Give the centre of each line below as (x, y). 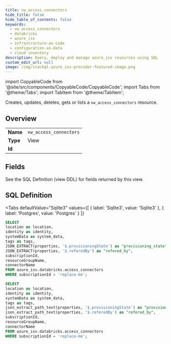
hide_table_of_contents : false (38, 19)
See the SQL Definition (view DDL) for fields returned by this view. (74, 179)
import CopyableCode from (34, 82)
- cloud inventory (30, 53)
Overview (21, 118)
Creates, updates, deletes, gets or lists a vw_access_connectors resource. (81, 102)
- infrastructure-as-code (37, 43)
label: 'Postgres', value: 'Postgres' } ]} (45, 213)
